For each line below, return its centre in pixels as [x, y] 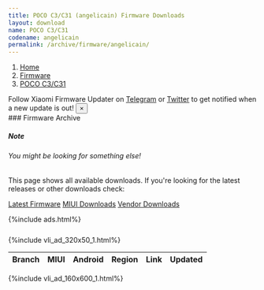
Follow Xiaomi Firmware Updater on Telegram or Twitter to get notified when [132, 99]
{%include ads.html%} [45, 219]
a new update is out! [41, 108]
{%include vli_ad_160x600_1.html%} [66, 278]
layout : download [37, 23]
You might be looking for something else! [75, 156]
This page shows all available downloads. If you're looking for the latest [124, 180]
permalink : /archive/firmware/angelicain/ [79, 45]
